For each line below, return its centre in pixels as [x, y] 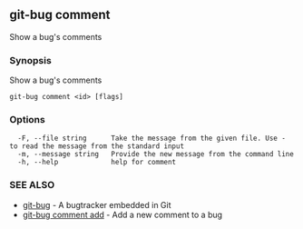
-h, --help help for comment [97, 163]
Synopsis [30, 60]
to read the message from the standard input [97, 146]
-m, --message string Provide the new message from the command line [156, 154]
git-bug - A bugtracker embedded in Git [97, 204]
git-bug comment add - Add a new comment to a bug [122, 214]
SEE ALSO [32, 185]
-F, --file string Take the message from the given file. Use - [151, 139]
